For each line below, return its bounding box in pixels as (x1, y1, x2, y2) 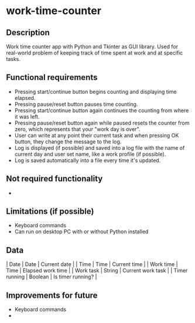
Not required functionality (6, 174, 103, 184)
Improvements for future (6, 290, 98, 300)
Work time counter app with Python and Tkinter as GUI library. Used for (6, 43, 179, 50)
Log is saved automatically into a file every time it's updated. (14, 157, 161, 164)
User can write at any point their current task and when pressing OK (14, 132, 179, 139)
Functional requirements (6, 72, 98, 83)
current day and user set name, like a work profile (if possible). (14, 150, 166, 157)
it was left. (14, 113, 40, 120)
